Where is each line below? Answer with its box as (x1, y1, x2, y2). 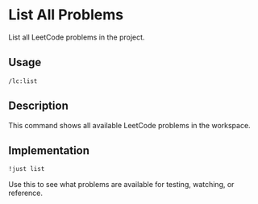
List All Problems (8, 6, 123, 24)
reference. (8, 188, 43, 198)
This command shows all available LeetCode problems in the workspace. (8, 120, 252, 130)
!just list (8, 165, 45, 173)
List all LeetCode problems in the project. (8, 32, 145, 42)
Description (8, 99, 69, 113)
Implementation (8, 144, 90, 157)
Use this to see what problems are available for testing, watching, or (8, 180, 235, 189)
